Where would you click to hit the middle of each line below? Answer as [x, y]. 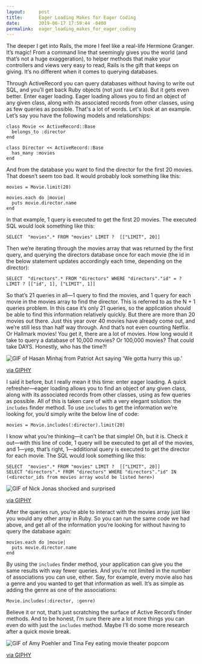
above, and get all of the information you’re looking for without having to [96, 525]
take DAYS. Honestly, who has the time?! [57, 347]
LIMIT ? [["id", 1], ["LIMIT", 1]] [51, 284]
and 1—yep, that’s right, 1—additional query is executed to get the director [98, 449]
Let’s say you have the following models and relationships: [78, 116]
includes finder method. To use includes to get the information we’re [92, 408]
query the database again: [39, 531]
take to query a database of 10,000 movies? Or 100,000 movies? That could [100, 340]
